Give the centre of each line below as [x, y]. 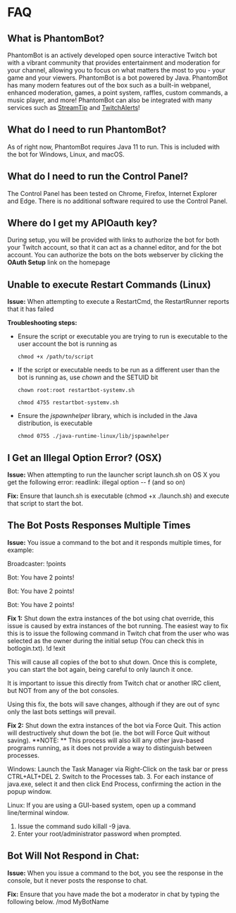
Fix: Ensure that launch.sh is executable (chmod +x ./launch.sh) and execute [118, 496]
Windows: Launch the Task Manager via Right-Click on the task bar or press [118, 768]
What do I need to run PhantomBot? [87, 130]
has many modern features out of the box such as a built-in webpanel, [109, 85]
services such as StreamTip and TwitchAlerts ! [74, 108]
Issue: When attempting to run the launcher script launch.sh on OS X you [114, 475]
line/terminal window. [38, 812]
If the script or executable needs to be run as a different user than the [118, 370]
